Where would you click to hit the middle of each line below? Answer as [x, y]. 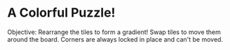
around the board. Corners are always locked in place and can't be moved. [115, 39]
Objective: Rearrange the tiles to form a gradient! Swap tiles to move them [114, 32]
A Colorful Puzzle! [61, 13]
